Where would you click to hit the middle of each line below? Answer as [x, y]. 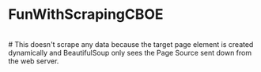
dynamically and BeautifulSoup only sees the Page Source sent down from [130, 52]
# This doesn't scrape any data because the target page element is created [131, 44]
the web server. [34, 61]
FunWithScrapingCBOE [86, 14]
